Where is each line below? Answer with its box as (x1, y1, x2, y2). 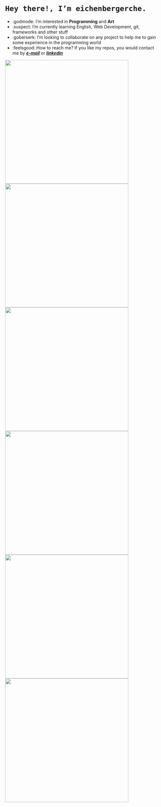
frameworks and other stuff (12, 29, 68, 35)
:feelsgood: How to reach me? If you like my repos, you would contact (12, 45, 154, 50)
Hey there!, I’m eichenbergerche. (5, 4, 147, 13)
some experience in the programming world (12, 39, 101, 46)
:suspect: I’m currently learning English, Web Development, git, (12, 24, 140, 30)
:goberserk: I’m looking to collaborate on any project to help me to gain (12, 34, 157, 40)
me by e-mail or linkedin (12, 50, 63, 56)
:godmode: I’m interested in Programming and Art (12, 18, 115, 24)
